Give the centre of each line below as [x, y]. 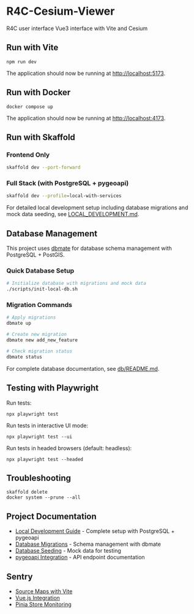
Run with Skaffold [41, 137]
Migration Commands [39, 305]
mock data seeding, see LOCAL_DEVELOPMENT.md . [73, 214]
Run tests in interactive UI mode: [47, 426]
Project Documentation [51, 516]
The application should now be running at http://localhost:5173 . [86, 73]
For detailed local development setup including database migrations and [97, 208]
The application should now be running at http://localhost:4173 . [86, 118]
